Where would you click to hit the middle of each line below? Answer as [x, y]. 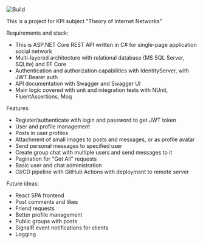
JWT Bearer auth [36, 77]
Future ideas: [23, 183]
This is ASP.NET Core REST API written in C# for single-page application [106, 45]
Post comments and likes [46, 202]
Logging [26, 234]
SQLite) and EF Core [41, 64]
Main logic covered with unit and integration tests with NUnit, [91, 90]
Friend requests [35, 208]
